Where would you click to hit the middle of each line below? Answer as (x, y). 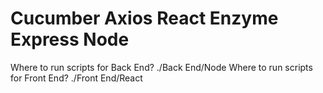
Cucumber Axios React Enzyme (144, 18)
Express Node (70, 39)
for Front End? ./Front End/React (76, 78)
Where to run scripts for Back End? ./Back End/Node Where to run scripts (161, 67)
